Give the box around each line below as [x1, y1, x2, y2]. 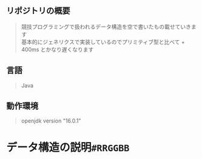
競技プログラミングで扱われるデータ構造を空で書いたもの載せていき [21, 23, 192, 30]
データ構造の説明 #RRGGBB [6, 140, 130, 154]
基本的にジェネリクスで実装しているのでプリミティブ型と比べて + [21, 38, 185, 46]
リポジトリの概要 [6, 5, 70, 16]
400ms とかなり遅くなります [21, 46, 94, 53]
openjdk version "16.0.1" [21, 117, 81, 124]
